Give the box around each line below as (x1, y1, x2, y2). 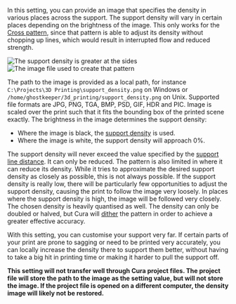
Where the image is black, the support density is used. (17, 129, 176, 137)
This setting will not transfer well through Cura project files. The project (7, 267, 221, 275)
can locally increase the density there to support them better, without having (7, 246, 228, 253)
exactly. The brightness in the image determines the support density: (7, 115, 207, 124)
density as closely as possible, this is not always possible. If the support (7, 172, 216, 180)
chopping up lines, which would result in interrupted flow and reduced (7, 36, 211, 44)
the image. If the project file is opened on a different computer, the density (7, 282, 229, 290)
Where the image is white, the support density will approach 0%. (17, 136, 206, 145)
